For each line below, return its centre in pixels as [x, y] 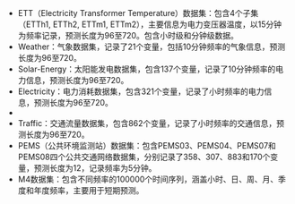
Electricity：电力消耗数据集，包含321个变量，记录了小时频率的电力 [141, 91]
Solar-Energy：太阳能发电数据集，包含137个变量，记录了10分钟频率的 [147, 69]
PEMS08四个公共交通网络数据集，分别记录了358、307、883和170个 [144, 157]
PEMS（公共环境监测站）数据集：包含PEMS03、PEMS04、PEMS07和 [147, 145]
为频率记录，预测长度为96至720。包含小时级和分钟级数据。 [128, 35]
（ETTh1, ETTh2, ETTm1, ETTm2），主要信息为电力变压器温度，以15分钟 [150, 24]
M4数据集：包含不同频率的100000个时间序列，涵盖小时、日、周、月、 [148, 179]
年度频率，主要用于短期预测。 [89, 190]
